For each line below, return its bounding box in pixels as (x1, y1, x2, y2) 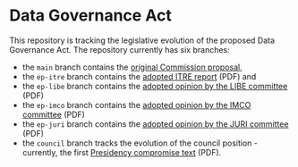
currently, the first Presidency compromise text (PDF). (21, 146, 222, 157)
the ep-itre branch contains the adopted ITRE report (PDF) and (21, 71, 257, 81)
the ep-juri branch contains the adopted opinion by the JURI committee (21, 118, 289, 129)
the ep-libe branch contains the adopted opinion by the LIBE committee (21, 80, 288, 91)
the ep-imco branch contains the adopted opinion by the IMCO (21, 99, 251, 110)
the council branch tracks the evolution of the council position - (21, 138, 258, 148)
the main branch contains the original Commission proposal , (21, 62, 243, 72)
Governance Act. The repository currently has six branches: (9, 44, 230, 54)
